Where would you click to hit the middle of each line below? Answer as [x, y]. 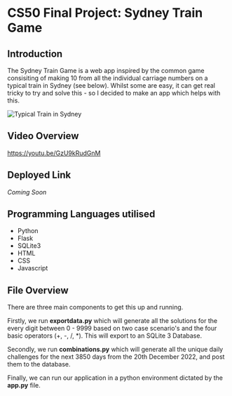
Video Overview [43, 136]
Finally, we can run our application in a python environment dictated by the [115, 378]
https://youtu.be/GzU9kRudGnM [54, 153]
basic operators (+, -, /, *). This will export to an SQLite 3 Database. [104, 336]
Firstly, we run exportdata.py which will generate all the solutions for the [112, 321]
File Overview [38, 290]
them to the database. [39, 364]
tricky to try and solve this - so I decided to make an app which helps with [114, 93]
